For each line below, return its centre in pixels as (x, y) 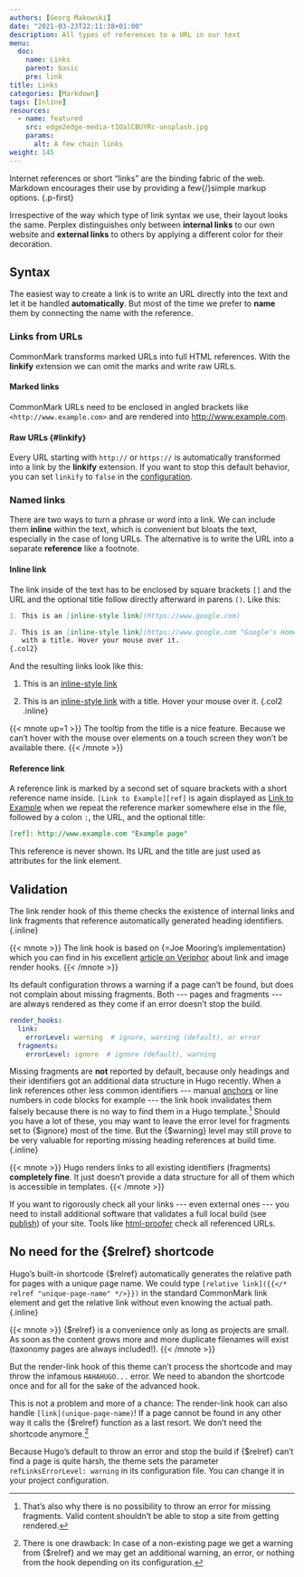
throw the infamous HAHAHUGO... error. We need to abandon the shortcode (147, 1376)
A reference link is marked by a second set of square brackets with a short (148, 788)
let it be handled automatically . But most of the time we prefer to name (142, 303)
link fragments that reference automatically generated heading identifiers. (147, 921)
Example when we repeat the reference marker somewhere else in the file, (148, 808)
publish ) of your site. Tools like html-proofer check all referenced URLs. (142, 1224)
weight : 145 (32, 152)
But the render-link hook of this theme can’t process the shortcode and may (151, 1366)
